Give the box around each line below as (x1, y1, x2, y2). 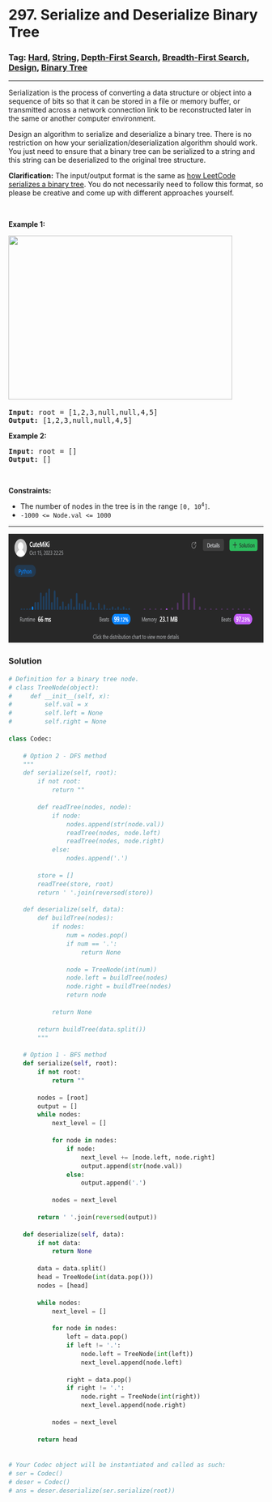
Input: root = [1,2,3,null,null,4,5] (8, 408, 159, 417)
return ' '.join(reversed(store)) (37, 889, 154, 897)
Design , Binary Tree (8, 62, 87, 74)
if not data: (37, 1239, 82, 1247)
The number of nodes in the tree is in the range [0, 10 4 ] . (19, 501, 210, 511)
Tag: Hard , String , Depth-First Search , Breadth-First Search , (8, 52, 249, 63)
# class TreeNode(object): (8, 683, 100, 692)
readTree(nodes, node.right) (66, 837, 164, 846)
